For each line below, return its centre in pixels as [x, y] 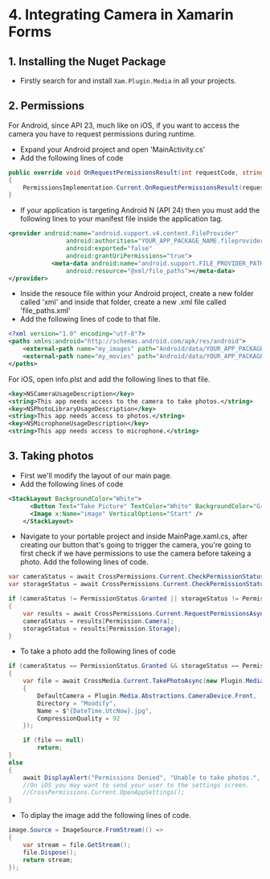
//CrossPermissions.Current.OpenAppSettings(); [104, 792]
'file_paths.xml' [45, 311]
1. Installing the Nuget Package [87, 61]
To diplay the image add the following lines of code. [105, 816]
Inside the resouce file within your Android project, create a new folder [137, 294]
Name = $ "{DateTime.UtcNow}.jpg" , [95, 711]
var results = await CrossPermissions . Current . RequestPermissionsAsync [145, 613]
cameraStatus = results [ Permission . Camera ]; [98, 621]
